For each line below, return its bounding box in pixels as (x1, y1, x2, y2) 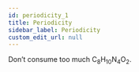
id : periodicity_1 (8, 11, 69, 20)
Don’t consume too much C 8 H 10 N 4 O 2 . (8, 55, 132, 67)
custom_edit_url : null (8, 33, 83, 41)
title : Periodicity (8, 19, 73, 27)
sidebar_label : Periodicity (8, 26, 101, 34)
